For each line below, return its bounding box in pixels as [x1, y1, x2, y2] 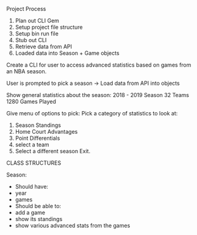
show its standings [15, 215, 63, 222]
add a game [15, 209, 46, 216]
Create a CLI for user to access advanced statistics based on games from [6, 61, 192, 68]
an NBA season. [6, 68, 47, 75]
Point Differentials [15, 134, 60, 142]
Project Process [6, 5, 46, 12]
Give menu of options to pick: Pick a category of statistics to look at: [6, 110, 178, 117]
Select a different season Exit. [15, 148, 90, 154]
